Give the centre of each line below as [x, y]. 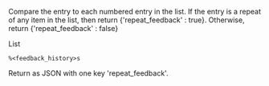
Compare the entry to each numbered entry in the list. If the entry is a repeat [135, 12]
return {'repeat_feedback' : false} [63, 28]
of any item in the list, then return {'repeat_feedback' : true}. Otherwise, [126, 20]
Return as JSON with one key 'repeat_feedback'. [88, 73]
